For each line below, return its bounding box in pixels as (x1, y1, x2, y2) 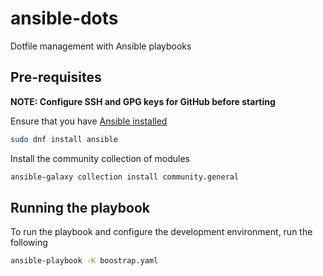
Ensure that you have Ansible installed (10, 115, 168, 127)
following (10, 237, 48, 249)
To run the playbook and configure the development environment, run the (10, 226, 313, 238)
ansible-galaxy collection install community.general (10, 172, 240, 182)
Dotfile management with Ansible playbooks (10, 40, 192, 52)
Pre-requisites (10, 69, 102, 86)
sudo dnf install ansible (10, 134, 118, 144)
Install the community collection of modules (10, 152, 190, 164)
